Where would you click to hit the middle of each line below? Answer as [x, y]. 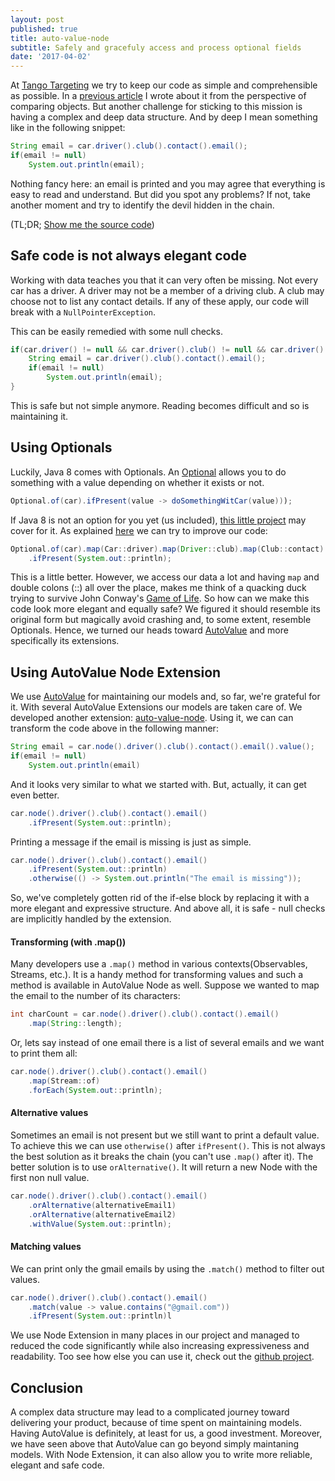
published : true [44, 29]
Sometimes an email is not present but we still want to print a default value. [165, 1135]
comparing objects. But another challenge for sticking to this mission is [156, 107]
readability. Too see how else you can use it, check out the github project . [162, 1357]
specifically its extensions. [65, 641]
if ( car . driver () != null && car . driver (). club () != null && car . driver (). [169, 349]
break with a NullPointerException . [83, 312]
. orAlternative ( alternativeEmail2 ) [102, 1214]
